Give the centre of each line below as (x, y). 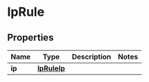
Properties (30, 38)
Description (91, 57)
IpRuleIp (51, 68)
